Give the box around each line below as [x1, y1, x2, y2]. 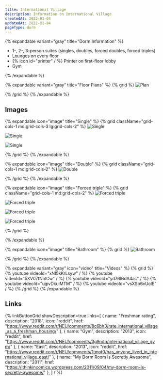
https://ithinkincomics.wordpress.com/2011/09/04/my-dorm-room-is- [7, 364, 147, 370]
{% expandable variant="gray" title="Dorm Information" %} [5, 38, 124, 44]
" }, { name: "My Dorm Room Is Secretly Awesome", [49, 354, 152, 360]
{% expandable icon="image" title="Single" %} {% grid [5, 118, 115, 124]
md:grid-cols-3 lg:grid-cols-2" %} [18, 123, 86, 129]
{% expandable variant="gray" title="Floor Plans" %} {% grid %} [5, 82, 134, 88]
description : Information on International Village [5, 12, 112, 16]
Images [5, 105, 28, 114]
